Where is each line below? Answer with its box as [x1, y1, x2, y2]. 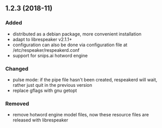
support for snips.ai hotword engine [12, 52, 88, 58]
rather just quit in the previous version [12, 82, 92, 88]
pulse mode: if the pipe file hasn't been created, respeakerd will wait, [12, 76, 157, 83]
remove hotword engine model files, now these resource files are [12, 112, 149, 118]
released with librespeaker [12, 117, 69, 123]
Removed [5, 100, 29, 107]
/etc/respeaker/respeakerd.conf [12, 47, 80, 53]
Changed [5, 65, 29, 72]
